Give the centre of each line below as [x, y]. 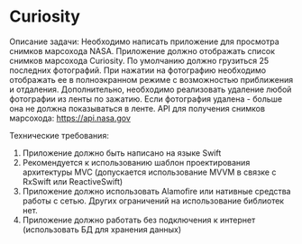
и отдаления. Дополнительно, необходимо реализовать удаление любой [151, 89]
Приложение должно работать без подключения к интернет [139, 220]
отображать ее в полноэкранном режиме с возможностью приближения [151, 79]
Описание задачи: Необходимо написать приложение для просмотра [144, 41]
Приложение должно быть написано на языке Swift [122, 153]
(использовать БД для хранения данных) [102, 229]
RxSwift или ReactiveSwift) [73, 181]
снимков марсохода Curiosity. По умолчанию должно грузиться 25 [139, 60]
